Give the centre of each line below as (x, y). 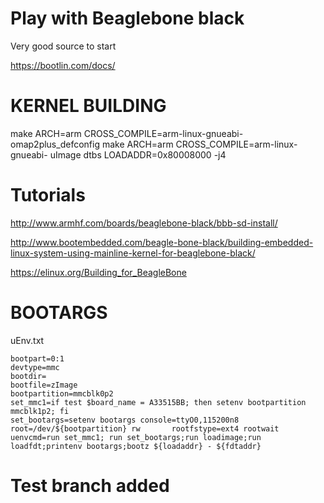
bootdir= (28, 376)
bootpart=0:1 (37, 358)
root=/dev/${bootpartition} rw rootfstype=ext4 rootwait (145, 428)
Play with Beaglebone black (127, 18)
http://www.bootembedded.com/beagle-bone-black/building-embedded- (162, 242)
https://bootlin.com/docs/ (63, 65)
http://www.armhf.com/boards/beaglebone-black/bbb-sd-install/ (144, 223)
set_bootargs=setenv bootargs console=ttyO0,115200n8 (125, 420)
